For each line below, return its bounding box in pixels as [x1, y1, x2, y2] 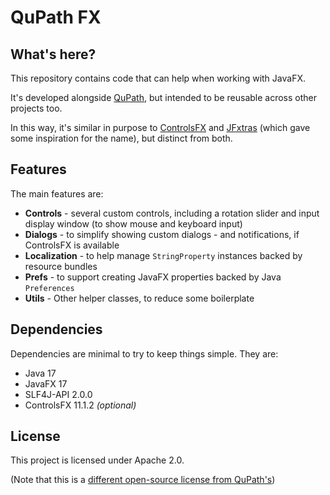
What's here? [10, 46, 97, 63]
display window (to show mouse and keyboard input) [24, 217, 243, 230]
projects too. [10, 102, 63, 114]
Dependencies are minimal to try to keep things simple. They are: [10, 347, 279, 360]
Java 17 [24, 367, 57, 379]
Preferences [24, 283, 75, 293]
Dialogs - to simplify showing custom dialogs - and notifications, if [24, 228, 300, 240]
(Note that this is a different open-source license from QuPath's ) [10, 474, 276, 486]
